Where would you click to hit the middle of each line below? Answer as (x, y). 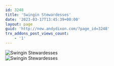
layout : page (19, 24)
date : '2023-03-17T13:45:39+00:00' (43, 19)
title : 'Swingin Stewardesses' (38, 15)
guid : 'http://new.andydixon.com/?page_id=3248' (58, 29)
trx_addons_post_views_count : (37, 34)
